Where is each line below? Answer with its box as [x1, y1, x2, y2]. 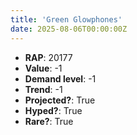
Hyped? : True [24, 104, 83, 116]
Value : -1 [24, 62, 63, 74]
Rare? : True [24, 115, 74, 127]
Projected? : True [24, 94, 96, 106]
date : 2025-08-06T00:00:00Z [10, 24, 128, 34]
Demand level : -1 [24, 72, 97, 85]
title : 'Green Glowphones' [10, 14, 123, 25]
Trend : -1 [24, 83, 63, 95]
